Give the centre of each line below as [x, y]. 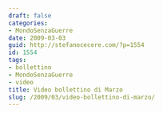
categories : [28, 23]
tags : [17, 60]
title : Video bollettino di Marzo [66, 90]
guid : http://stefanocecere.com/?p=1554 [77, 45]
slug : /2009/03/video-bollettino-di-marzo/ [82, 97]
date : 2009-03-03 [37, 38]
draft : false [30, 16]
